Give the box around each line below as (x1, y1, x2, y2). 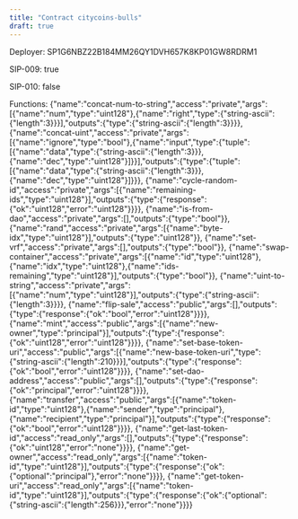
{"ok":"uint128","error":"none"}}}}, (9, 442, 136, 453)
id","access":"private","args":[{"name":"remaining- (9, 184, 197, 195)
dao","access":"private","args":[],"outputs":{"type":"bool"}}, (9, 213, 231, 224)
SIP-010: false (9, 81, 61, 92)
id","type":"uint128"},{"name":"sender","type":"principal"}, (9, 403, 225, 414)
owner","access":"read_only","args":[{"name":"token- (9, 451, 208, 462)
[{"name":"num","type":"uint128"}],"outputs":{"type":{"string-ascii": (9, 289, 260, 300)
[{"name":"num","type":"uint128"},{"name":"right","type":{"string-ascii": (9, 108, 276, 119)
